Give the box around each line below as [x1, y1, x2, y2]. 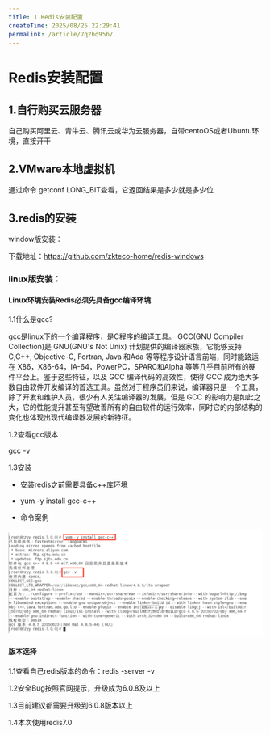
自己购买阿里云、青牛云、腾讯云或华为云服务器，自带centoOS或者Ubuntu [8, 126, 252, 136]
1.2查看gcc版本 [8, 429, 59, 440]
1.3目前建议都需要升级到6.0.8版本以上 [8, 700, 133, 711]
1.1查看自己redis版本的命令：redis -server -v [8, 666, 156, 676]
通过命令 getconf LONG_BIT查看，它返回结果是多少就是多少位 [8, 185, 214, 195]
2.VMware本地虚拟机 [8, 162, 115, 175]
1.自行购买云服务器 [8, 103, 102, 116]
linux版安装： [8, 273, 62, 285]
